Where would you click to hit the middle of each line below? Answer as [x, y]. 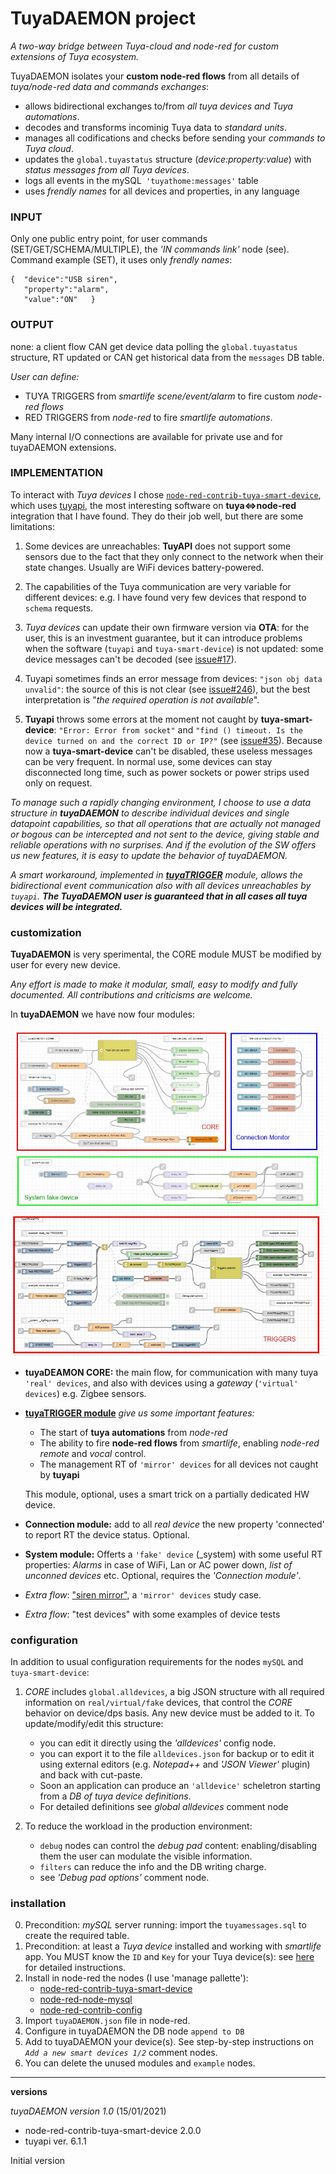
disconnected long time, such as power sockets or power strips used [167, 772]
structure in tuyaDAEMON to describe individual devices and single [150, 813]
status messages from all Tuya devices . [107, 169]
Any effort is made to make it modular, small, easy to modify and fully [154, 984]
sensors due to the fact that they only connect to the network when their [174, 556]
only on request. [58, 783]
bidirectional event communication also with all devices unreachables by [161, 885]
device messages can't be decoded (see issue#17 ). [130, 659]
